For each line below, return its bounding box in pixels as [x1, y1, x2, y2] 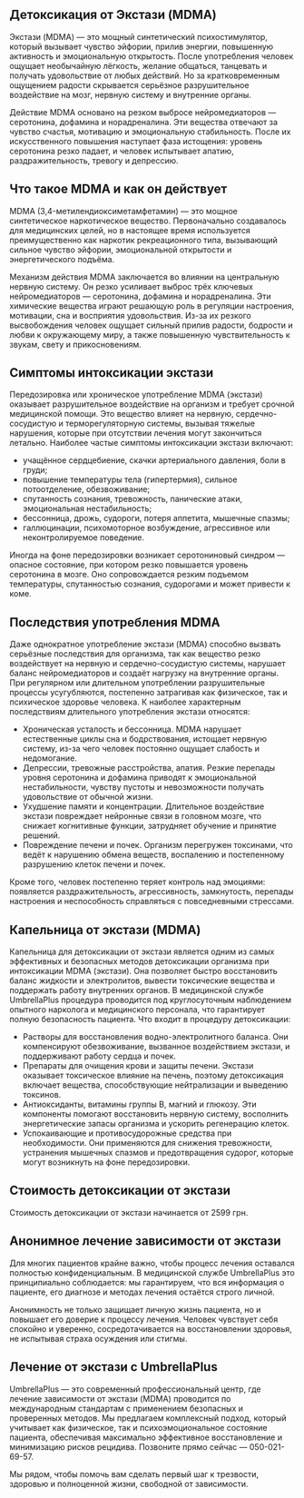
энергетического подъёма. [9, 253, 115, 264]
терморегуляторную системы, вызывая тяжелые [64, 418, 256, 429]
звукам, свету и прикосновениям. [9, 339, 142, 350]
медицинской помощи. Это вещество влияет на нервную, [9, 409, 234, 419]
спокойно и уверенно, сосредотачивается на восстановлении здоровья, [9, 1323, 292, 1334]
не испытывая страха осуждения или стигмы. [9, 1333, 188, 1344]
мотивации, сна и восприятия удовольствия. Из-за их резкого [9, 310, 251, 320]
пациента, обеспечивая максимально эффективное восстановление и [9, 1432, 283, 1443]
